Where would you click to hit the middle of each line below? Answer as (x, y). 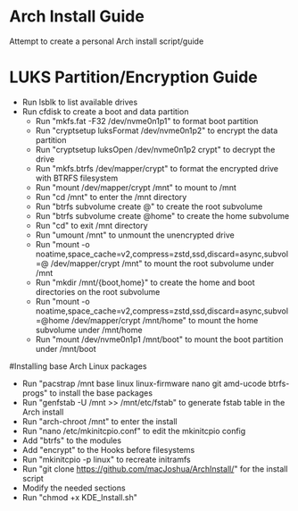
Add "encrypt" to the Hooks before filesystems (108, 449)
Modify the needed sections (74, 488)
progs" (35, 393)
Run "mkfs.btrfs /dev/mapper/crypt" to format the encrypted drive (157, 168)
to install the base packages (101, 393)
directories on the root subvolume (98, 291)
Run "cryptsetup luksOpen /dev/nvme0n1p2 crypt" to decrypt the (155, 149)
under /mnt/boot (66, 348)
